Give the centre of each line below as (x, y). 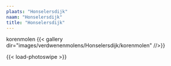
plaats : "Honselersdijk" (37, 11)
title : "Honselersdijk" (36, 22)
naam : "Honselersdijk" (34, 17)
